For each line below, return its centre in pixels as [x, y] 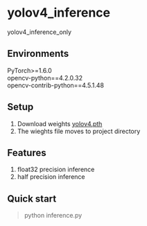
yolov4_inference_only [39, 32]
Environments [38, 54]
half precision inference [51, 177]
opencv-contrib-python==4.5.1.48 [55, 85]
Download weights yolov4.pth [60, 123]
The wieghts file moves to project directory [79, 131]
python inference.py [53, 216]
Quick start [32, 199]
